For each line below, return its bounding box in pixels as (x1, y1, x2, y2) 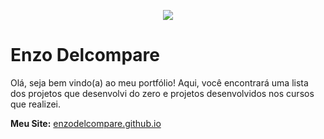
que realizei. (10, 98, 62, 110)
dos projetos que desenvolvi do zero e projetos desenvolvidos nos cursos (10, 87, 315, 99)
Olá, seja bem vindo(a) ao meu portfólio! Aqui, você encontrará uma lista (10, 76, 309, 89)
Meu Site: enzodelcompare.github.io (10, 117, 162, 129)
